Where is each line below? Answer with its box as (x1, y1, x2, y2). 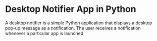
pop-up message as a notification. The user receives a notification (5, 25, 141, 31)
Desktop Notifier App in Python (5, 3, 136, 15)
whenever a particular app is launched (5, 30, 84, 36)
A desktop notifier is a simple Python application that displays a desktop (5, 20, 153, 26)
